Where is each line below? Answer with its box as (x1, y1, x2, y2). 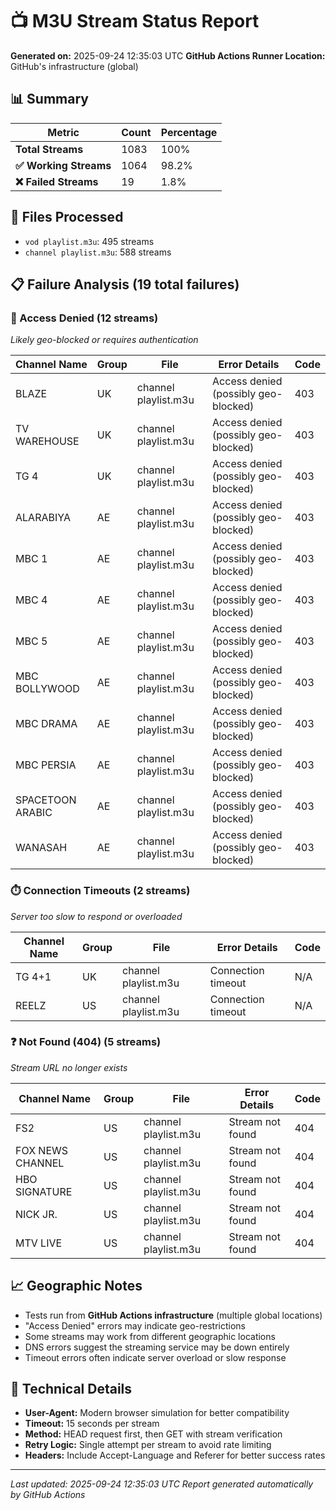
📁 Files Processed (10, 209, 124, 226)
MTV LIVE (15, 1236, 63, 1250)
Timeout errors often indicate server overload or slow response (24, 1351, 287, 1363)
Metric (47, 125, 80, 139)
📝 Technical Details (10, 1381, 133, 1398)
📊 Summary (10, 91, 89, 108)
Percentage (160, 125, 218, 139)
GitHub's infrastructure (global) (10, 60, 139, 72)
